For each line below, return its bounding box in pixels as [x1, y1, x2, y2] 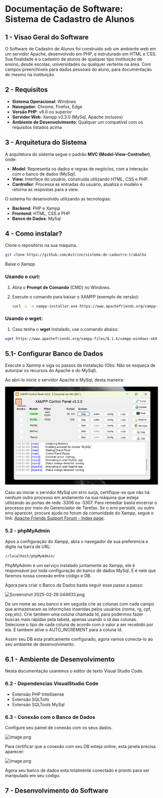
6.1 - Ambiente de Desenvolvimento [5, 655, 115, 663]
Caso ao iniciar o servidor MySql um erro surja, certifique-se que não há [5, 489, 150, 495]
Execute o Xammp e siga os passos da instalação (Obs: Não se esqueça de [5, 362, 156, 368]
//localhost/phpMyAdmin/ [5, 554, 55, 558]
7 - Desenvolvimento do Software [5, 787, 108, 795]
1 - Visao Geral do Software [5, 33, 89, 41]
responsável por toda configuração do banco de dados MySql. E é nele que [5, 568, 156, 573]
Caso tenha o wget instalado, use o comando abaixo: [12, 326, 119, 332]
